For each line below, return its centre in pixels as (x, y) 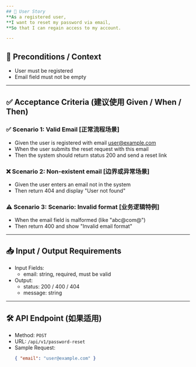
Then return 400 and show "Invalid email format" (73, 227)
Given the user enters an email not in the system (73, 184)
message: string (43, 293)
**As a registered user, (36, 17)
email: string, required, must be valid (67, 274)
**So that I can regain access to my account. (64, 28)
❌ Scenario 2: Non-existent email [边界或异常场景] (78, 172)
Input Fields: (29, 268)
